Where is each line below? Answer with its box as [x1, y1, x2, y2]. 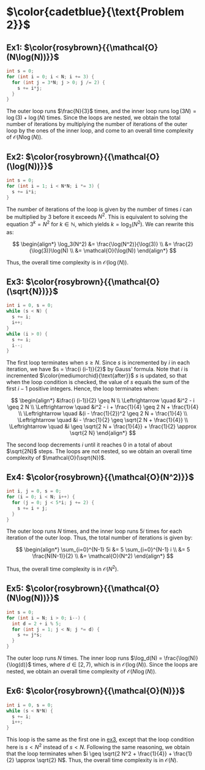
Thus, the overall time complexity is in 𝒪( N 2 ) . [6, 565, 119, 573]
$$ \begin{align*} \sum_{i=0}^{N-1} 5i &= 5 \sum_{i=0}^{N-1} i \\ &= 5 [15, 546, 190, 553]
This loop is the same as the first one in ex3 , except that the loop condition [6, 736, 195, 743]
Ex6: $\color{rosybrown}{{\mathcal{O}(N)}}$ [6, 686, 185, 696]
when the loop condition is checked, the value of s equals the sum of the [6, 379, 190, 386]
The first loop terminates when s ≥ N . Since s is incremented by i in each [6, 359, 190, 366]
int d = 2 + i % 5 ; [12, 620, 62, 627]
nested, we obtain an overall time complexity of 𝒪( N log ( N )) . [6, 668, 157, 675]
